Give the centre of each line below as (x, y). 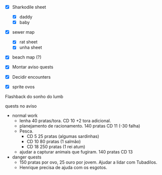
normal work (25, 115)
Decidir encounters (31, 77)
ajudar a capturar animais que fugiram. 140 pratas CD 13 (76, 152)
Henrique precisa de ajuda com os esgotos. (63, 167)
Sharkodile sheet (29, 7)
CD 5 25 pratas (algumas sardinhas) (63, 136)
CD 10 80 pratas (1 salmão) (54, 141)
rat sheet (28, 42)
